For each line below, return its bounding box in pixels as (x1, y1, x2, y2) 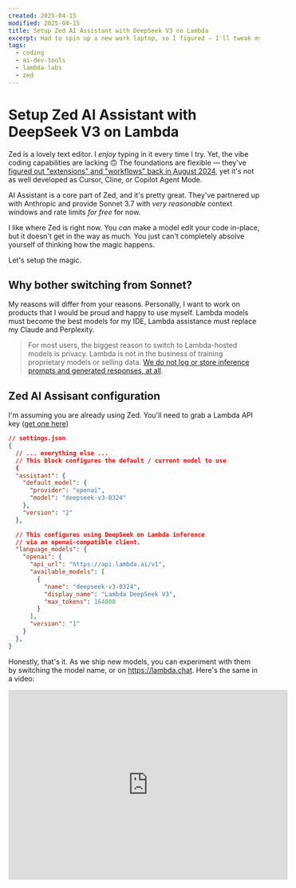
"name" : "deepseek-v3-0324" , (43, 582, 141, 590)
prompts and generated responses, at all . (27, 366, 164, 376)
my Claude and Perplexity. (8, 325, 95, 334)
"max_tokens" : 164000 (43, 598, 116, 606)
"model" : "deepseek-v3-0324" (29, 494, 127, 502)
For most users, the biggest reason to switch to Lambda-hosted (27, 341, 238, 350)
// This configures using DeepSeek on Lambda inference (15, 530, 205, 538)
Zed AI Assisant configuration (8, 389, 161, 402)
